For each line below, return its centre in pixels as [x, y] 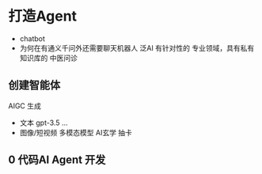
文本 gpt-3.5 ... [44, 123]
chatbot [32, 38]
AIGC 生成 [25, 106]
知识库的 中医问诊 [48, 58]
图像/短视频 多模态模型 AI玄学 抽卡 [76, 132]
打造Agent [43, 16]
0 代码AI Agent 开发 [57, 160]
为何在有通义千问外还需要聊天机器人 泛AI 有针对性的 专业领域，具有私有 [137, 47]
